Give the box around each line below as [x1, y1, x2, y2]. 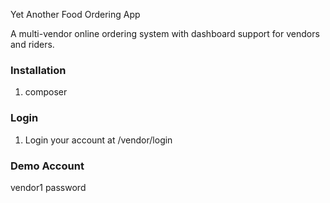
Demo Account [10, 159, 85, 173]
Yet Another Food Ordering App [10, 9, 141, 20]
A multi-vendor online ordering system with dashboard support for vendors [10, 28, 320, 39]
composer [24, 86, 68, 98]
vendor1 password [10, 181, 87, 193]
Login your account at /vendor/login [24, 134, 173, 146]
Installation [10, 63, 67, 77]
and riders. [10, 39, 55, 50]
